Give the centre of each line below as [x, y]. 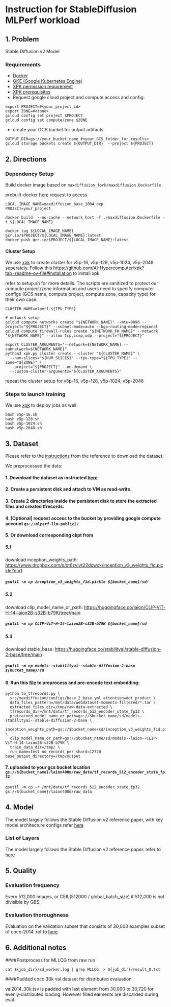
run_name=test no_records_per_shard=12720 [55, 752]
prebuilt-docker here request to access [46, 195]
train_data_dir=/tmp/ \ [35, 747]
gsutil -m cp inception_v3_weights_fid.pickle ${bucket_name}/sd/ [77, 582]
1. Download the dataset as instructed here [51, 477]
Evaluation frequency [32, 885]
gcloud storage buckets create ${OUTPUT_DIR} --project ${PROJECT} [79, 144]
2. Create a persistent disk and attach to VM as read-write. [68, 489]
